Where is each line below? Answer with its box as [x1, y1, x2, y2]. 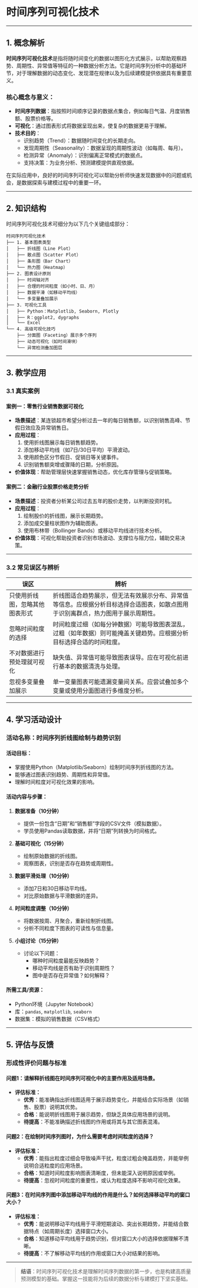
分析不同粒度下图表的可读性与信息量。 [23, 924, 117, 932]
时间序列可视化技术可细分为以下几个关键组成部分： [6, 220, 130, 227]
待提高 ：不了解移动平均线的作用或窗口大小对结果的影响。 [23, 1250, 163, 1257]
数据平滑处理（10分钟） [14, 872, 72, 879]
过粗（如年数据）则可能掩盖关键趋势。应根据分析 [52, 629, 189, 637]
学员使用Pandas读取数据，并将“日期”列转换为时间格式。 [23, 827, 160, 834]
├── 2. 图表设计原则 [6, 271, 51, 277]
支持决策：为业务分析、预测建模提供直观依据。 [23, 159, 137, 166]
